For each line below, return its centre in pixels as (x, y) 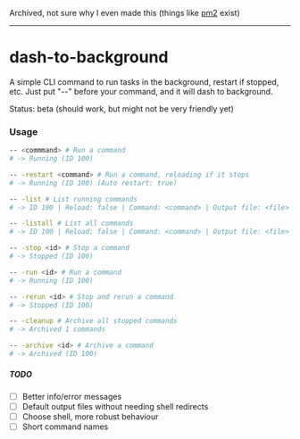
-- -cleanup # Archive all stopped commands (93, 321)
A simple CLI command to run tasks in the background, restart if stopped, (144, 82)
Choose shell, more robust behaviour (90, 417)
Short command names (65, 427)
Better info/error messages (72, 396)
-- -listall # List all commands (71, 224)
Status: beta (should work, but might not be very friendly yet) (121, 108)
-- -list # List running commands (74, 199)
